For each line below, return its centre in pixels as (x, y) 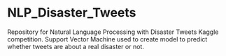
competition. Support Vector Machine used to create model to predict (107, 39)
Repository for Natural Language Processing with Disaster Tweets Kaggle (113, 32)
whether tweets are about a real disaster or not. (76, 46)
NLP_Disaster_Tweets (72, 13)
